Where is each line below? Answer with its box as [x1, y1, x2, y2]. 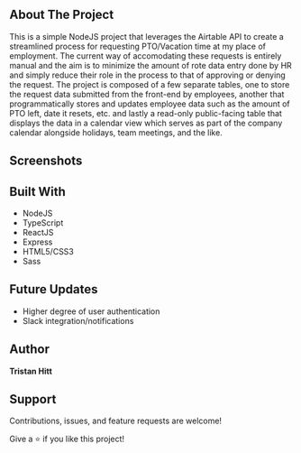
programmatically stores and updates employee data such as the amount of [9, 98, 290, 109]
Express [22, 236, 53, 247]
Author [9, 342, 50, 357]
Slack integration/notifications [22, 315, 134, 326]
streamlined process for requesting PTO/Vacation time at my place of [9, 41, 266, 51]
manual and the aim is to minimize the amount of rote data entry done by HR [9, 60, 293, 70]
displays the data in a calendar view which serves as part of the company [9, 117, 283, 128]
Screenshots [9, 153, 83, 169]
